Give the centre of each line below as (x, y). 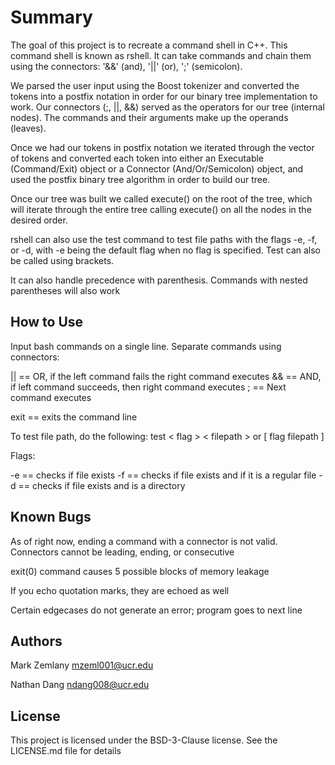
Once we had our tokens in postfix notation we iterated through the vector (162, 147)
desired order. (39, 220)
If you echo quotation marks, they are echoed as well (120, 590)
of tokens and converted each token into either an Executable (137, 158)
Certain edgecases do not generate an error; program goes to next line (156, 610)
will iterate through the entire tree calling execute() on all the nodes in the (161, 209)
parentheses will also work (65, 290)
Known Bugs (51, 517)
